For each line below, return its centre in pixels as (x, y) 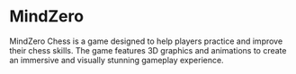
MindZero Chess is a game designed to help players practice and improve (146, 41)
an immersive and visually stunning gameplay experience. (117, 60)
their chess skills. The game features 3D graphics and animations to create (148, 50)
